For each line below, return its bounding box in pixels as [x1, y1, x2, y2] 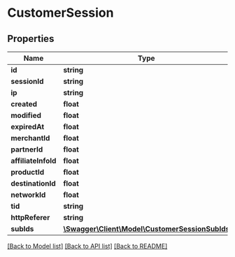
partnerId [10, 145, 43, 154]
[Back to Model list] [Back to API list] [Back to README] [7, 242, 168, 250]
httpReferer [10, 213, 50, 222]
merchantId [10, 133, 50, 142]
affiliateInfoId [10, 156, 57, 166]
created [10, 99, 37, 109]
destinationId [10, 179, 56, 188]
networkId [10, 190, 46, 200]
